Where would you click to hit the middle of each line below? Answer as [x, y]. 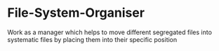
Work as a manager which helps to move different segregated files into [110, 32]
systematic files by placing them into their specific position [92, 39]
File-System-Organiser [76, 13]
